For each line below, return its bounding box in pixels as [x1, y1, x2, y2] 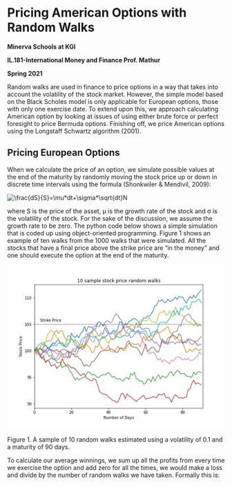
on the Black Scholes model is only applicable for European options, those [7, 97, 219, 105]
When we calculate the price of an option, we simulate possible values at [7, 165, 215, 174]
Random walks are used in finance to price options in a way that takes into [7, 82, 219, 91]
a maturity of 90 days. [7, 442, 70, 451]
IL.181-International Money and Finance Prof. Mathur [7, 55, 161, 64]
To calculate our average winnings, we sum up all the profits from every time [7, 456, 225, 465]
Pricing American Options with [7, 5, 187, 21]
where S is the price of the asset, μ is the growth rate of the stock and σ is [7, 206, 217, 215]
